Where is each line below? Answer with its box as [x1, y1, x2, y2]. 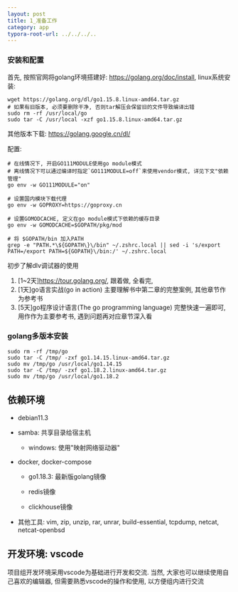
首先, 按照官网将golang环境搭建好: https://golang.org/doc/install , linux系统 [7, 73, 225, 81]
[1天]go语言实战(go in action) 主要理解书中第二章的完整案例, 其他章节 [17, 285, 220, 294]
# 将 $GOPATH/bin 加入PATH [7, 235, 84, 242]
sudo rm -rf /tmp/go [7, 348, 69, 355]
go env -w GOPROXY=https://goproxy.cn [7, 201, 122, 209]
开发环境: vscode [7, 548, 84, 560]
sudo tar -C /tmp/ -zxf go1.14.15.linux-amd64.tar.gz [7, 354, 171, 361]
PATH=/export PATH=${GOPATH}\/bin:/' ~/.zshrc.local [7, 247, 167, 255]
